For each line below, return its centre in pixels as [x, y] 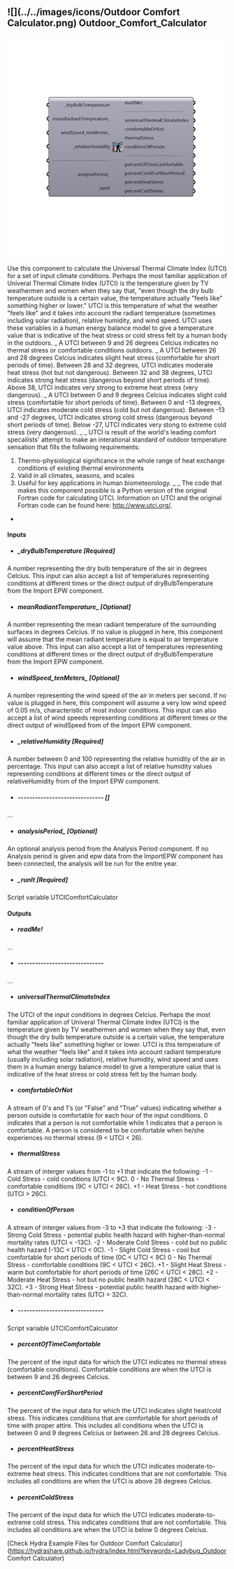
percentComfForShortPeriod [60, 1393]
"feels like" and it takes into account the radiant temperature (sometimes [112, 313]
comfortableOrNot [45, 1090]
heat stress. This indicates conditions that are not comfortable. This [130, 1474]
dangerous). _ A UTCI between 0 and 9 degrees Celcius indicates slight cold [117, 395]
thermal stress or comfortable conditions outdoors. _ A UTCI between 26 [112, 350]
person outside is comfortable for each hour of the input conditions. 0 [108, 1115]
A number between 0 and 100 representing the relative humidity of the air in [116, 759]
